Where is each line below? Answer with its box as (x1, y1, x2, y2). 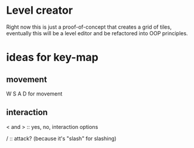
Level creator (6, 4, 73, 17)
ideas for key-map (6, 51, 98, 64)
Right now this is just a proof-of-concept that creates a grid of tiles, (6, 23, 172, 30)
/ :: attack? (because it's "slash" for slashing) (6, 135, 117, 142)
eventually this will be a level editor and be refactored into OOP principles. (6, 29, 188, 36)
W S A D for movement (6, 90, 63, 97)
